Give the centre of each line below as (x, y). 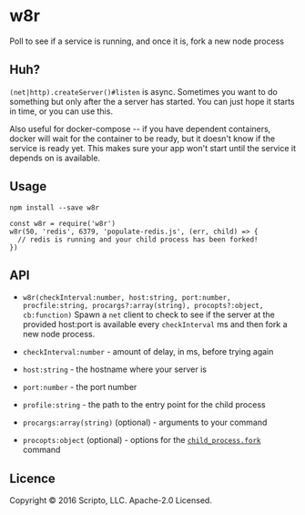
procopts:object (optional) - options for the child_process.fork (142, 440)
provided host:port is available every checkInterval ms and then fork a (155, 324)
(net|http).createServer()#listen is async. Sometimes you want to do (143, 91)
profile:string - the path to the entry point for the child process (144, 405)
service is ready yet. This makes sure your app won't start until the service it (152, 148)
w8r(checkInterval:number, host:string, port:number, (127, 298)
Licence (33, 478)
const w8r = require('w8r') (63, 223)
